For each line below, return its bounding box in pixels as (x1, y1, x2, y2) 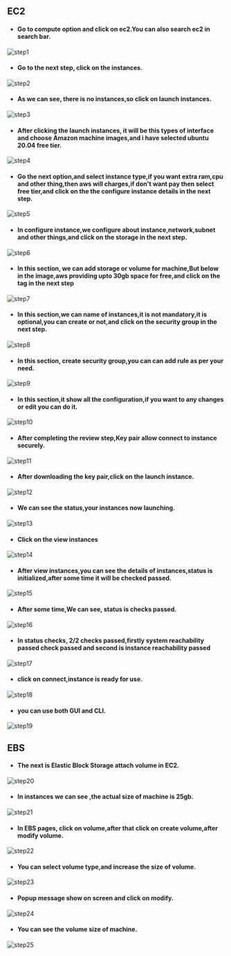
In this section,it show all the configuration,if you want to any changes (17, 395, 224, 403)
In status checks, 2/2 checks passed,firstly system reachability (17, 636, 205, 645)
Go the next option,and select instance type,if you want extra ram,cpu (17, 172, 223, 180)
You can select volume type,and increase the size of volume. (17, 862, 196, 871)
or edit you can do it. (17, 402, 78, 411)
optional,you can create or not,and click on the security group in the (17, 318, 218, 326)
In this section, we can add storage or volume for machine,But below (17, 264, 219, 273)
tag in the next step (17, 279, 75, 287)
